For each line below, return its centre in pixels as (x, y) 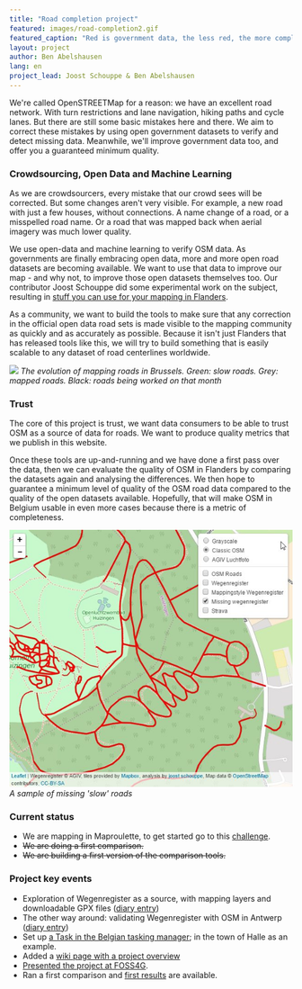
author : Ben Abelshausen (56, 57)
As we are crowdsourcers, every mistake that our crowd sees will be (136, 193)
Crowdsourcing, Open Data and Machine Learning (120, 174)
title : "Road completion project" (74, 19)
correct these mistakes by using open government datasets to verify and (144, 131)
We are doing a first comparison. (83, 846)
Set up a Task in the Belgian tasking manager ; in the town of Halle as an (155, 937)
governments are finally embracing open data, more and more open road (144, 259)
